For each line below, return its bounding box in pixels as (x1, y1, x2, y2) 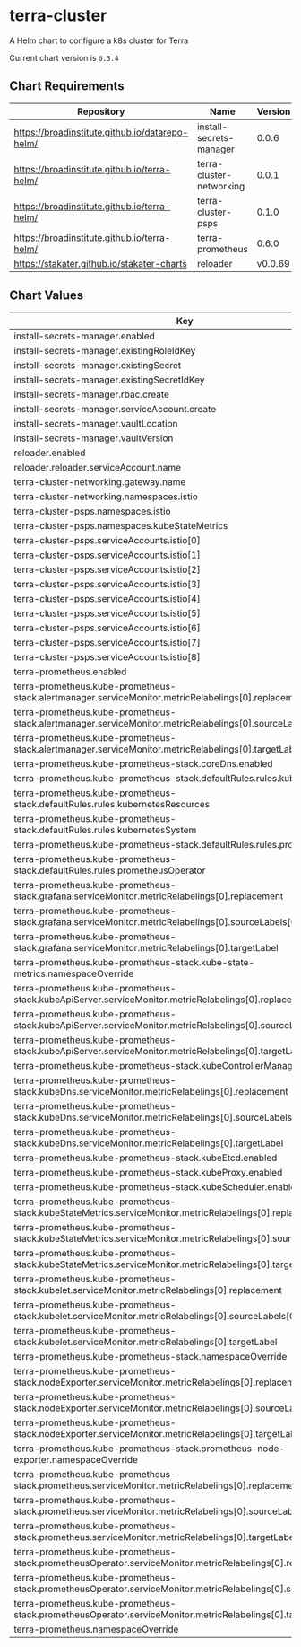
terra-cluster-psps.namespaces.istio (13, 505, 171, 517)
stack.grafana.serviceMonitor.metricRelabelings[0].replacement (13, 890, 284, 903)
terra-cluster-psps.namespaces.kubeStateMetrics (13, 519, 228, 532)
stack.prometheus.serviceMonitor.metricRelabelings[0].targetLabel (13, 1530, 297, 1543)
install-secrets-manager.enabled (13, 330, 155, 342)
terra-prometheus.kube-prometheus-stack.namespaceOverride (13, 1350, 288, 1362)
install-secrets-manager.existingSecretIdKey (13, 374, 205, 386)
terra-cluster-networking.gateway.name (13, 475, 186, 488)
